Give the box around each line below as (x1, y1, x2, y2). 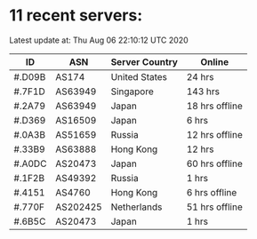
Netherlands (110, 201, 163, 213)
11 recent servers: (9, 5, 143, 26)
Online (199, 55, 229, 68)
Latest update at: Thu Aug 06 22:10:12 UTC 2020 (9, 35, 189, 45)
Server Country (110, 55, 178, 68)
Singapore (110, 85, 154, 98)
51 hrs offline (186, 201, 243, 213)
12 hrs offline (186, 128, 243, 140)
